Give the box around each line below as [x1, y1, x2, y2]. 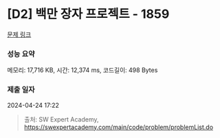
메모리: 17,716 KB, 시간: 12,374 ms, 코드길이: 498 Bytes [7, 66, 158, 74]
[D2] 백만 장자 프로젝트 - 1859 [7, 6, 170, 22]
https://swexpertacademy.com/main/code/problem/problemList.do [23, 123, 214, 131]
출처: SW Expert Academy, [23, 115, 99, 124]
